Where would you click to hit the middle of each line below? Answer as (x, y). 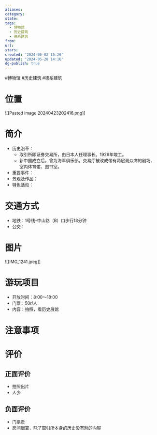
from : (10, 41)
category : (15, 14)
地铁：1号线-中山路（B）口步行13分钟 (49, 220)
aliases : (14, 9)
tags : (10, 23)
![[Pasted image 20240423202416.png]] (45, 113)
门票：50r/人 (25, 303)
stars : (12, 50)
